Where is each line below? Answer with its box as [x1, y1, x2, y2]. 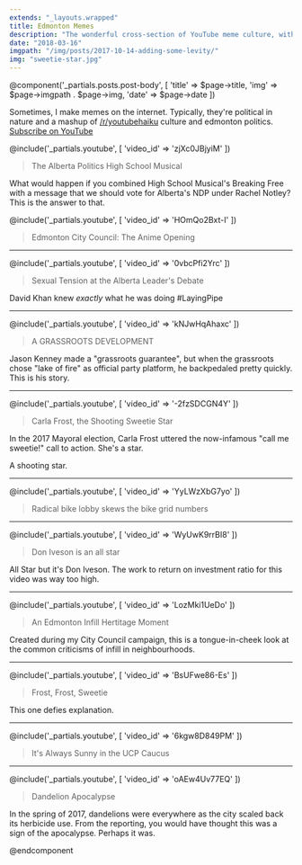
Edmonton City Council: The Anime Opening [31, 232, 196, 243]
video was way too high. [9, 574, 100, 584]
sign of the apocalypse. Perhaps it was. [9, 828, 155, 838]
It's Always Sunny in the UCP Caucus [31, 748, 170, 758]
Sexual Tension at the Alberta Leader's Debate [31, 275, 204, 286]
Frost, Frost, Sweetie [31, 687, 108, 698]
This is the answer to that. [9, 197, 105, 208]
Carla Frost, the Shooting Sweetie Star [31, 415, 173, 426]
